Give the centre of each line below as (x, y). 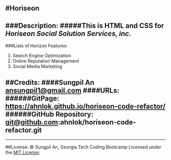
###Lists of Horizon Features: (36, 46)
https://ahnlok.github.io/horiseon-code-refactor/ (85, 106)
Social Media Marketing (37, 67)
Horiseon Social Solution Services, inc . (68, 33)
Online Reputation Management (46, 61)
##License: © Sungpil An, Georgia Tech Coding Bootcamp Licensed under (83, 147)
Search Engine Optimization (42, 56)
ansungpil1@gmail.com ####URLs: (62, 90)
